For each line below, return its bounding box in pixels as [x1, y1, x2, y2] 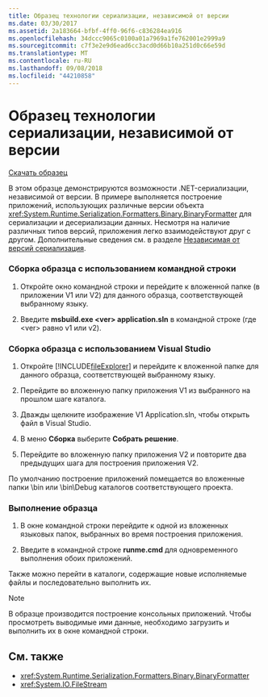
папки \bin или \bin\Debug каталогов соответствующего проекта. [8, 482, 233, 492]
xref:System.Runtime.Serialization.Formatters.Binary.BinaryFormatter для [8, 209, 252, 219]
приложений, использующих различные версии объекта [8, 200, 204, 210]
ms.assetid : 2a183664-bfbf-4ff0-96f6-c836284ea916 [8, 27, 182, 35]
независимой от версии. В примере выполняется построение [8, 191, 223, 202]
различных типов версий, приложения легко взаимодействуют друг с [8, 226, 251, 236]
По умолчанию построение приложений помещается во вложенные [8, 474, 245, 484]
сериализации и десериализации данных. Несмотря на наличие [8, 217, 231, 227]
